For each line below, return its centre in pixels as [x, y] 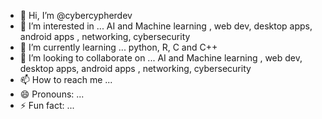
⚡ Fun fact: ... [47, 105]
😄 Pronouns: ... [52, 94]
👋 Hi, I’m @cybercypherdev [76, 15]
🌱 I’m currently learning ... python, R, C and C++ [118, 47]
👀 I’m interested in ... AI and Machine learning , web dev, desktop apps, [166, 26]
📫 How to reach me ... [66, 79]
